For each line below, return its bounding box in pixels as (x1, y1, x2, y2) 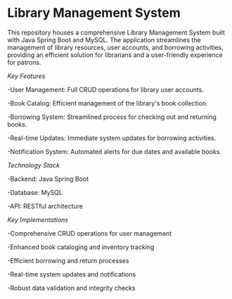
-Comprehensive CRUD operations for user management (7, 229, 172, 237)
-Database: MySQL (7, 188, 63, 196)
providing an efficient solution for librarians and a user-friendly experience (7, 51, 223, 59)
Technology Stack (7, 160, 60, 170)
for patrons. (7, 58, 41, 66)
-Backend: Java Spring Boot (7, 174, 89, 183)
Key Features (7, 72, 46, 80)
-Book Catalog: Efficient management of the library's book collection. (7, 98, 208, 107)
